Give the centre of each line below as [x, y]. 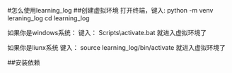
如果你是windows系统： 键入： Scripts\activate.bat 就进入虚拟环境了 [107, 33]
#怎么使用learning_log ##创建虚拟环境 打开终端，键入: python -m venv [110, 10]
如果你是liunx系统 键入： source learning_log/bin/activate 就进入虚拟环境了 [117, 47]
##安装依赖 [24, 62]
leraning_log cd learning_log [48, 18]
